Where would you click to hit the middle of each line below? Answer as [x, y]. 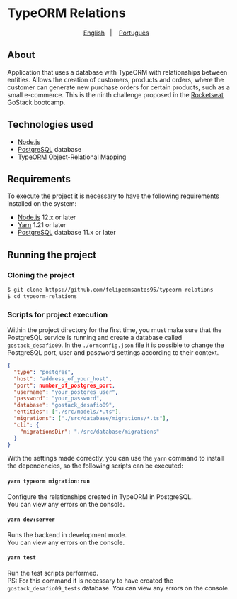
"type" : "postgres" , [44, 372]
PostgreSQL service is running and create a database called [95, 338]
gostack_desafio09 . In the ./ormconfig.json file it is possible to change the [116, 345]
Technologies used [50, 125]
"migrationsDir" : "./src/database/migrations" [90, 432]
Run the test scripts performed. [53, 573]
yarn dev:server [31, 520]
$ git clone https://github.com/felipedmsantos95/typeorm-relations [110, 290]
